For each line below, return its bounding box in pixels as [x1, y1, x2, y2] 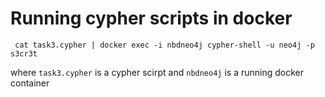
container [10, 77, 50, 89]
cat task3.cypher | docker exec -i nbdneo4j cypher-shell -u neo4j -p [14, 40, 315, 50]
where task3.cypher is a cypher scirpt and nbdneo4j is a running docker [10, 66, 305, 78]
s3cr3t [10, 48, 38, 59]
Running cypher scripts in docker [10, 7, 293, 30]
